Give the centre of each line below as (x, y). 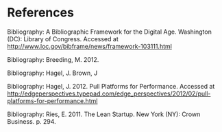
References (40, 13)
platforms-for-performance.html (52, 100)
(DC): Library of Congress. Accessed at (63, 38)
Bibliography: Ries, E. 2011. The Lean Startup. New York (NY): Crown (104, 114)
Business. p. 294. (32, 121)
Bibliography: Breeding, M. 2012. (53, 59)
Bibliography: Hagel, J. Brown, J (52, 73)
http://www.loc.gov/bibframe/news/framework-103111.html (90, 46)
